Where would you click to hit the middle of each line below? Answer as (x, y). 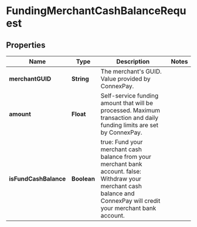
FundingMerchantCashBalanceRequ (96, 11)
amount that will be (127, 103)
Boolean (83, 179)
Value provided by (125, 79)
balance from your (126, 157)
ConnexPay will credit (130, 201)
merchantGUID (30, 79)
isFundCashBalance (38, 179)
